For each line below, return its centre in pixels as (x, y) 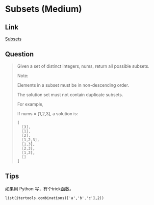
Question (19, 54)
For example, (30, 104)
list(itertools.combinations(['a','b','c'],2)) (55, 198)
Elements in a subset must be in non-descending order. (73, 85)
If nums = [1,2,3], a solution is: (48, 113)
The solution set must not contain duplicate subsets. (70, 95)
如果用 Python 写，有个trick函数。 (39, 189)
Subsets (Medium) (44, 9)
